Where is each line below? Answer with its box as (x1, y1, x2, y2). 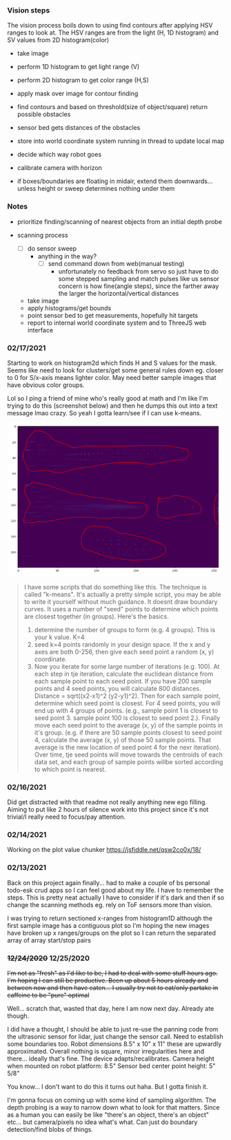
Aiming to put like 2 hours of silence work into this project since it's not (7, 806, 209, 814)
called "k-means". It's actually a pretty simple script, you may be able (23, 590, 221, 598)
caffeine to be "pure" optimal (7, 991, 90, 1000)
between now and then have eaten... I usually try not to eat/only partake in (7, 984, 219, 992)
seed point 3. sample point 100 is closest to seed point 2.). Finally (34, 714, 221, 722)
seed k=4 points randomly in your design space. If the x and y (34, 640, 211, 648)
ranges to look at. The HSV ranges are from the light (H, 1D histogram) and (7, 28, 219, 37)
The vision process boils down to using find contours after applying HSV (7, 21, 213, 30)
